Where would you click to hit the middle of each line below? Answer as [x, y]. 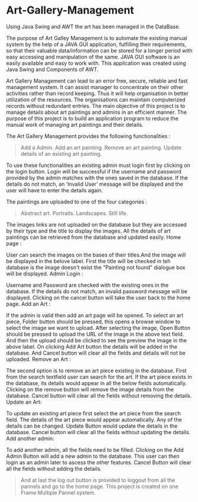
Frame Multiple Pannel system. [58, 493]
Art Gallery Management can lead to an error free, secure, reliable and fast [97, 81]
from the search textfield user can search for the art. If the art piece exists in [99, 377]
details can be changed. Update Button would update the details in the [92, 426]
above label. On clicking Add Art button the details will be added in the [92, 346]
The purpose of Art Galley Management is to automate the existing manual [97, 38]
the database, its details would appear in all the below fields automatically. [97, 383]
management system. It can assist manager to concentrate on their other [95, 87]
